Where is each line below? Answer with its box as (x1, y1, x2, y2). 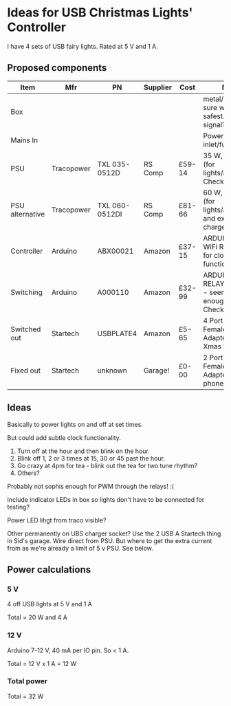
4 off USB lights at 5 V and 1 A (7, 600, 93, 608)
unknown (97, 366, 127, 375)
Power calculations (7, 564, 91, 575)
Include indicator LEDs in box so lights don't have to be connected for (7, 495, 205, 503)
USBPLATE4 (97, 329, 137, 338)
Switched (10, 324, 41, 334)
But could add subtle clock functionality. (7, 433, 122, 441)
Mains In (10, 135, 38, 145)
